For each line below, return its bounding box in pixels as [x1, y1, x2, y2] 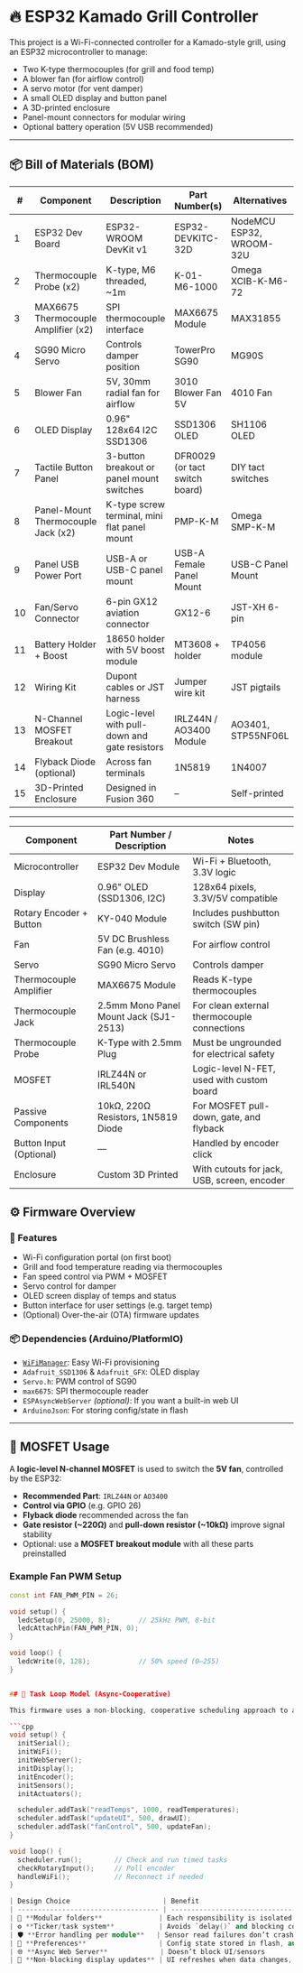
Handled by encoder [192, 1136, 280, 1149]
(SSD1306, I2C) [97, 892, 167, 904]
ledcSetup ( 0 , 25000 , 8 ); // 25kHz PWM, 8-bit [17, 1616, 216, 1625]
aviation [106, 607, 140, 619]
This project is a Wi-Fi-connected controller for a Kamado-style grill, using [9, 36, 287, 47]
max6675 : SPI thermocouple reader [22, 1385, 149, 1396]
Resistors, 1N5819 [97, 1110, 179, 1123]
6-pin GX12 [106, 595, 158, 607]
